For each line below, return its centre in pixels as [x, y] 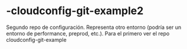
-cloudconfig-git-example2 [75, 11]
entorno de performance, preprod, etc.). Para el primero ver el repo [88, 33]
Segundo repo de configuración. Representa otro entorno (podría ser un [94, 27]
